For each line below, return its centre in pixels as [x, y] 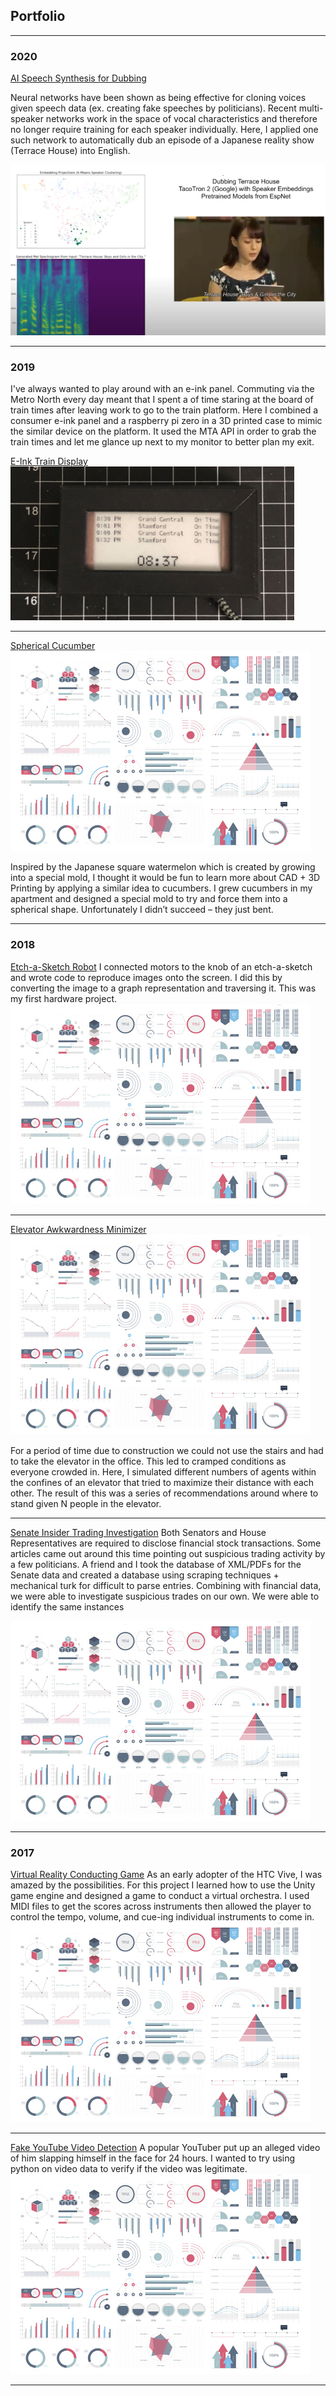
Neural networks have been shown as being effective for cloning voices [158, 98]
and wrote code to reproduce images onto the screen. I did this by [146, 977]
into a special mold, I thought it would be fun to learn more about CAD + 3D [165, 878]
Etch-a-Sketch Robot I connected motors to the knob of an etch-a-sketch [161, 966]
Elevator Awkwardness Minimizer [78, 1229]
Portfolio [38, 16]
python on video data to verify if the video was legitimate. [129, 2169]
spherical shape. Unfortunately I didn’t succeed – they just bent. [142, 910]
